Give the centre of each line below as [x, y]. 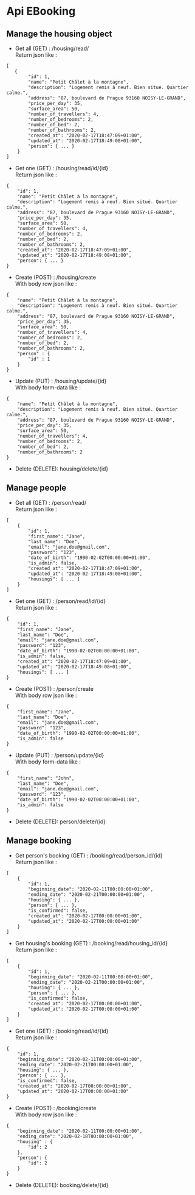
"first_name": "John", [46, 778]
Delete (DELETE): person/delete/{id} [60, 821]
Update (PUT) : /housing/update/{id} [61, 381]
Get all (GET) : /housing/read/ [52, 48]
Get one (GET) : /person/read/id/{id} [60, 601]
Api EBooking [41, 11]
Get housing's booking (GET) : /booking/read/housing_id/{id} [91, 943]
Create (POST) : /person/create [54, 688]
